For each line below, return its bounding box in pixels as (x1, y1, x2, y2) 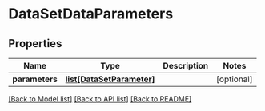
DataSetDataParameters (8, 5, 174, 23)
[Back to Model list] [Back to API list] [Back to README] (8, 94, 192, 104)
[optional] (215, 73, 254, 85)
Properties (8, 37, 62, 50)
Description (163, 61, 209, 71)
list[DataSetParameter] (65, 73, 155, 85)
